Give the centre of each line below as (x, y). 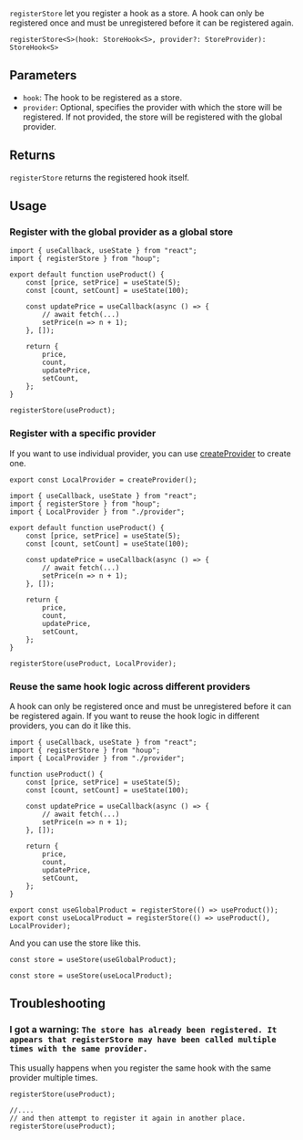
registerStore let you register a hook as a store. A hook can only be (137, 13)
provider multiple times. (54, 1077)
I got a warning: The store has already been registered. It (143, 1030)
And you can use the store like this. (75, 943)
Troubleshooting (58, 1004)
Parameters (43, 75)
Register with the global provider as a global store (121, 232)
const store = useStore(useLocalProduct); (91, 976)
